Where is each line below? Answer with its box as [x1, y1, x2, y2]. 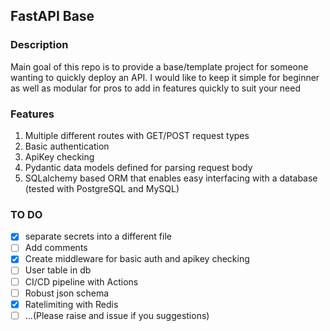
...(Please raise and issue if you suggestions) [24, 309, 210, 321]
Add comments [24, 242, 88, 254]
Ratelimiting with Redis [24, 298, 119, 310]
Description [10, 38, 69, 52]
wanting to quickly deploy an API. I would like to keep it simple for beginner [10, 71, 320, 83]
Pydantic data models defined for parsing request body [24, 161, 253, 173]
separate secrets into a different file [24, 230, 172, 243]
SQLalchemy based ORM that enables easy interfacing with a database [24, 172, 318, 184]
